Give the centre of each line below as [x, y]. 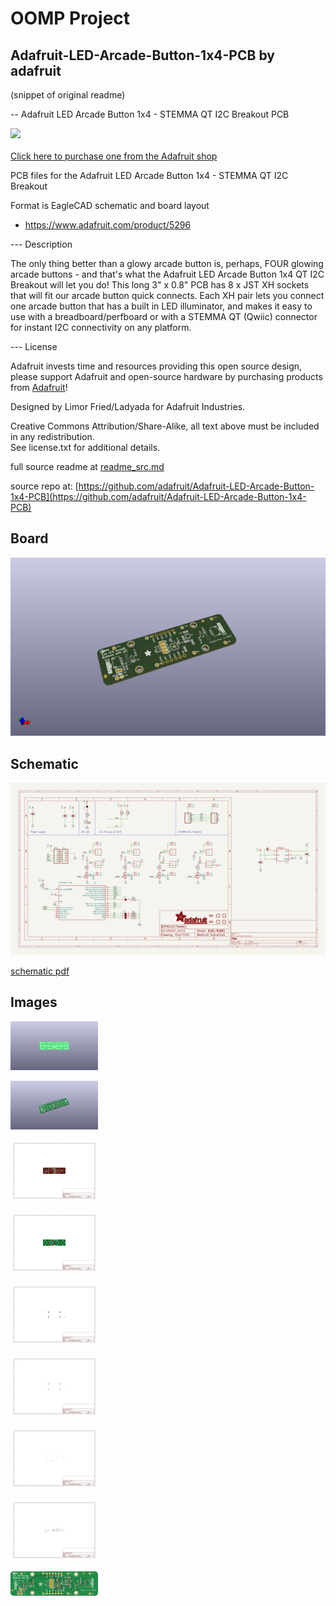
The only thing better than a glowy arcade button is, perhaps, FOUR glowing [167, 263]
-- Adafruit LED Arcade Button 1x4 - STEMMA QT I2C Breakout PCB [150, 114]
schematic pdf [40, 971]
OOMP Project [70, 18]
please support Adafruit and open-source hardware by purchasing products [166, 376]
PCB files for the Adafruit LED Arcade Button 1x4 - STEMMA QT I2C [149, 175]
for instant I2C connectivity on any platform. [101, 327]
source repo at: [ [44, 486]
